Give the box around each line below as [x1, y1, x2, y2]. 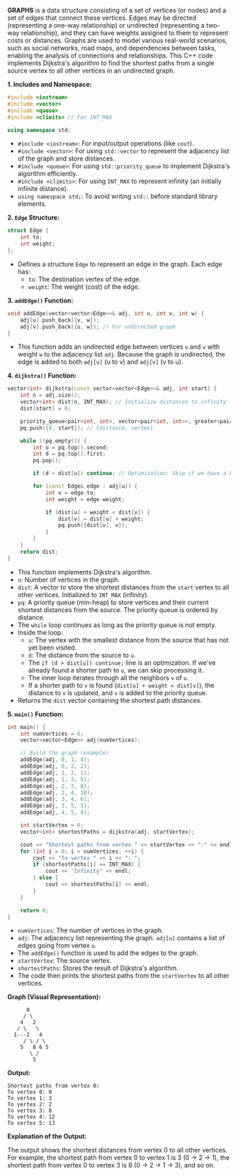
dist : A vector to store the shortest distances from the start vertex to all [17, 582, 229, 592]
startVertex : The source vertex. [17, 957, 112, 965]
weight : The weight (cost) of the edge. [28, 282, 140, 290]
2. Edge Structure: [7, 213, 60, 222]
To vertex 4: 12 [7, 1114, 55, 1121]
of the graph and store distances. [17, 154, 115, 163]
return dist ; [20, 548, 59, 555]
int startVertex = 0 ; [20, 822, 84, 829]
